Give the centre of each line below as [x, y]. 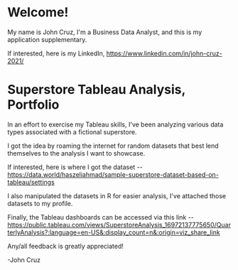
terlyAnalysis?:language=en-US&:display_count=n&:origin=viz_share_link [114, 232]
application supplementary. [47, 39]
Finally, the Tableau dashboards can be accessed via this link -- [101, 217]
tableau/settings [31, 182]
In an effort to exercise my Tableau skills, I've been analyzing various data [115, 124]
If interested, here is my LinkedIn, [56, 53]
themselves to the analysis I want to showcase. [76, 153]
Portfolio [33, 105]
